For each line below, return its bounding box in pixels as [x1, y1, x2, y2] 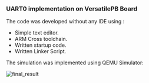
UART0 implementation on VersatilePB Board [6, 5, 138, 13]
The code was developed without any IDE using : [6, 18, 125, 25]
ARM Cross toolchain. [14, 36, 68, 43]
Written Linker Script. [14, 48, 67, 55]
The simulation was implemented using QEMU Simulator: [6, 59, 144, 66]
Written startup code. [14, 41, 67, 49]
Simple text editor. [14, 29, 59, 36]
